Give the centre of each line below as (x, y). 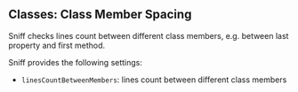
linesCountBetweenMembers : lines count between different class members (154, 80)
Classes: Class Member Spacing (100, 15)
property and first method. (57, 45)
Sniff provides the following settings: (76, 62)
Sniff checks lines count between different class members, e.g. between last (149, 35)
